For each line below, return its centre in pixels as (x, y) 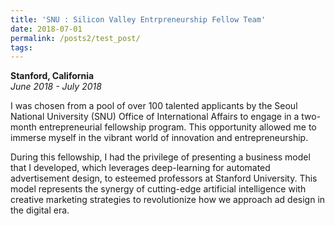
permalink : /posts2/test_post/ (75, 38)
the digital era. (40, 210)
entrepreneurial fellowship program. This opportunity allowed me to (177, 127)
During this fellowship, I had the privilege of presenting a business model (160, 157)
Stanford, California (52, 76)
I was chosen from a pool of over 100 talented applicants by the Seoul (154, 106)
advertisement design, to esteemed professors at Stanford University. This (164, 178)
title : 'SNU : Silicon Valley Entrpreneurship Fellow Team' (138, 19)
